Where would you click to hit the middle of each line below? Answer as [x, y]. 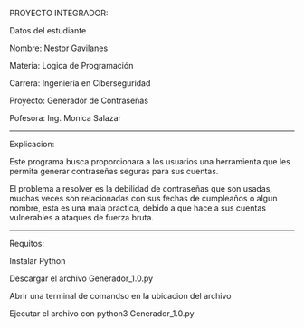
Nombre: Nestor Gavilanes [59, 48]
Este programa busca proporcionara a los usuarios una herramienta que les [150, 161]
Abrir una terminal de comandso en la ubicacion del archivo [120, 296]
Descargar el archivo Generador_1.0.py [81, 278]
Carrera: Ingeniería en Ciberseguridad [80, 83]
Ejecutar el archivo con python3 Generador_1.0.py [102, 314]
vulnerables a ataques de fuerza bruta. [81, 217]
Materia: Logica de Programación [71, 66]
